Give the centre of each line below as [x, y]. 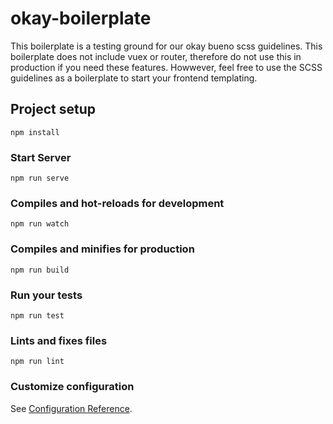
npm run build [40, 270]
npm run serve [40, 178]
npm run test [37, 315]
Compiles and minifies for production [102, 249]
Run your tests [46, 295]
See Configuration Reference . [71, 408]
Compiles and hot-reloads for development [117, 203]
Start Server [41, 157]
